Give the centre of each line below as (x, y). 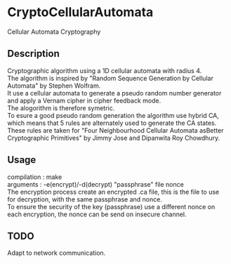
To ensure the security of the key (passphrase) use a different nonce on (111, 206)
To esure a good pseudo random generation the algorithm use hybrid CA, (113, 115)
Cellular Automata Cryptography (54, 32)
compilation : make (35, 177)
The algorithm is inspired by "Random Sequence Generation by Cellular (111, 78)
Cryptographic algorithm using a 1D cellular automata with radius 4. (105, 70)
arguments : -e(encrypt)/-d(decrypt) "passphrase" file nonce (95, 184)
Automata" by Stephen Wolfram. (54, 86)
